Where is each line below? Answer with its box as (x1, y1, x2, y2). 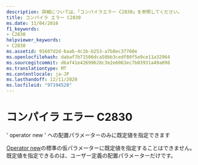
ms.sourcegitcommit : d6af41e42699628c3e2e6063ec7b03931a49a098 (6, 59, 171, 66)
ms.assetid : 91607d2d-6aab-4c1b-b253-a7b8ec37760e (6, 49, 138, 55)
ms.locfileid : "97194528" (6, 82, 72, 89)
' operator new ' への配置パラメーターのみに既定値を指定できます (6, 131, 171, 138)
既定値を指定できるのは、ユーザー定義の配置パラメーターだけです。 (6, 152, 177, 159)
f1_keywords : (6, 25, 40, 32)
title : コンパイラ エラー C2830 (6, 15, 81, 21)
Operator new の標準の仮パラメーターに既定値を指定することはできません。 (6, 144, 196, 152)
